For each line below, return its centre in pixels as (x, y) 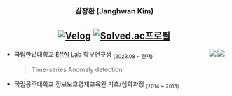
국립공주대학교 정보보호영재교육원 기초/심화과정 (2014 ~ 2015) (96, 84)
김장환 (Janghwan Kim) (114, 11)
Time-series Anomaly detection (77, 69)
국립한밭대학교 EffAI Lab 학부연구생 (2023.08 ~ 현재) (83, 55)
